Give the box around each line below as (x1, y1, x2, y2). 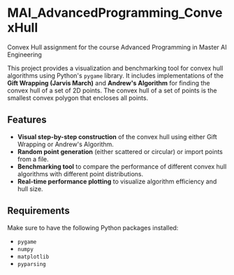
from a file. (17, 155, 49, 163)
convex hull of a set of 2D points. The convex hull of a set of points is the (7, 86, 217, 94)
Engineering (7, 50, 42, 59)
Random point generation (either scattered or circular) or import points (17, 147, 224, 155)
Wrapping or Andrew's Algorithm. (17, 140, 114, 148)
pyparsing (17, 260, 47, 267)
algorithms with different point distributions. (17, 169, 144, 178)
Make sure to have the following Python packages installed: (7, 223, 179, 232)
